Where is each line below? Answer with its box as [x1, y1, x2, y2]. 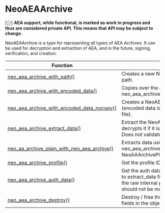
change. [5, 30, 23, 36]
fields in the [121, 200, 149, 207]
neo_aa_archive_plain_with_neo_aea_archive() [7, 145, 114, 152]
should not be [121, 186, 153, 192]
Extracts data [121, 139, 152, 146]
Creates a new [121, 70, 155, 77]
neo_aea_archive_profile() [7, 159, 68, 166]
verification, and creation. [5, 50, 57, 56]
